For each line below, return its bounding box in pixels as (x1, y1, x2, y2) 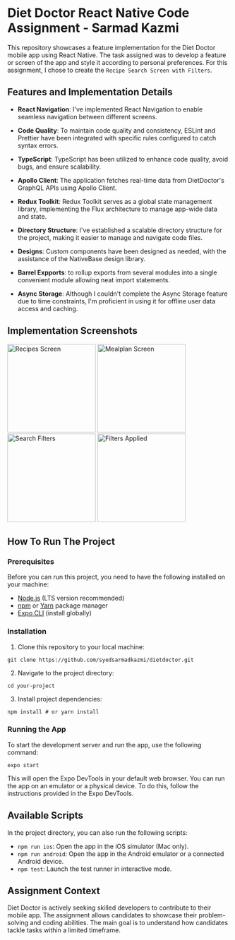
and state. (17, 212, 47, 220)
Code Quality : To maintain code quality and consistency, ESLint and (17, 126, 216, 135)
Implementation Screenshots (7, 325, 138, 337)
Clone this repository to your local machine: (17, 642, 145, 651)
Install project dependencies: (17, 694, 102, 703)
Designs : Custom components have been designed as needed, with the (17, 247, 227, 255)
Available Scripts (7, 809, 83, 821)
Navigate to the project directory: (17, 668, 114, 677)
